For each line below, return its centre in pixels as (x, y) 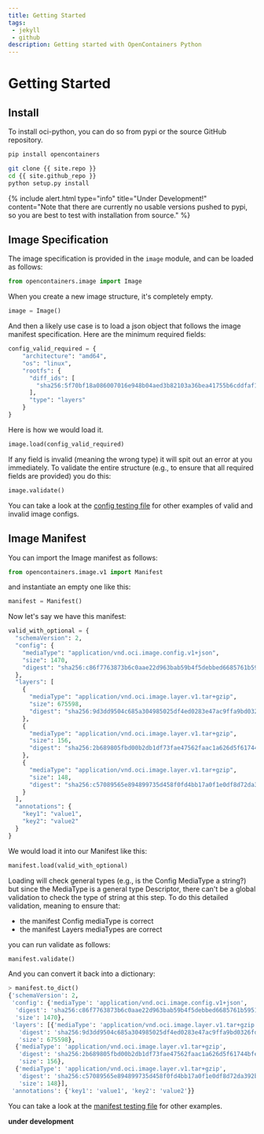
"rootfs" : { (42, 371)
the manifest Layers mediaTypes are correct (91, 929)
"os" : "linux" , (47, 363)
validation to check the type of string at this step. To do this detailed (118, 897)
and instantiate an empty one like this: (70, 587)
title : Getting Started (47, 15)
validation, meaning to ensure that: (64, 906)
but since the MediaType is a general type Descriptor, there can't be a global (132, 889)
